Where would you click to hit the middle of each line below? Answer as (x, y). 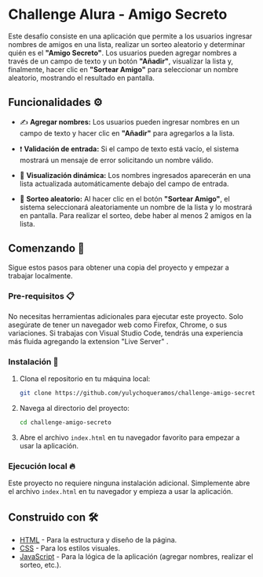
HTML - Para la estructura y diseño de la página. (98, 540)
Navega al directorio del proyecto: (74, 408)
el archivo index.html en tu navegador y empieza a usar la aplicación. (121, 492)
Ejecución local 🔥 (42, 466)
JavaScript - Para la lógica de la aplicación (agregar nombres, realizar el (136, 557)
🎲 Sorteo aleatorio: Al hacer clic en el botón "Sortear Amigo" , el (124, 198)
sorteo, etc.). (40, 565)
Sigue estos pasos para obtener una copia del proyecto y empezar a (119, 267)
